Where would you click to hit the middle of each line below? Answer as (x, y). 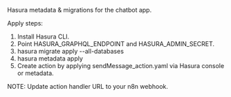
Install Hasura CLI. (43, 36)
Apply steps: (25, 23)
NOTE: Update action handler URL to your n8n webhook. (87, 86)
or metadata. (35, 73)
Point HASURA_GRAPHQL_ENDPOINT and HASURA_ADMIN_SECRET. (116, 44)
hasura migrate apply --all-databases (71, 51)
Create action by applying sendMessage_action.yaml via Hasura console (121, 66)
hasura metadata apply (50, 58)
